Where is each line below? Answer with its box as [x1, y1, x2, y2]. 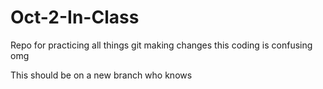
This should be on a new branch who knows [10, 69, 193, 81]
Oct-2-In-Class [10, 6, 140, 29]
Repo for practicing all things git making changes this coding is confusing [10, 39, 313, 51]
